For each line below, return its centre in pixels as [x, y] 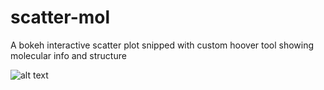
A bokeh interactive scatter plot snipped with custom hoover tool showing [162, 45]
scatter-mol [60, 17]
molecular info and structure [68, 55]
